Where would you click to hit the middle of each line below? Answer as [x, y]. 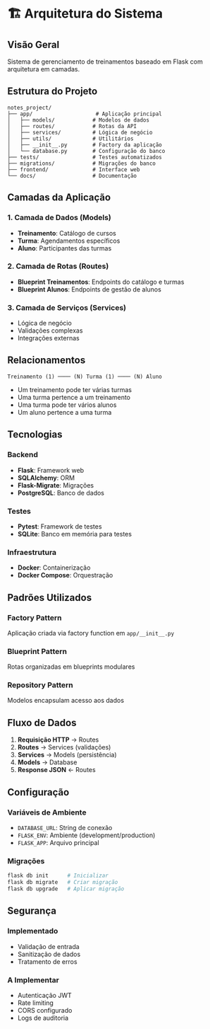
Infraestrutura [32, 552]
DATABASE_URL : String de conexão [65, 827]
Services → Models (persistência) [67, 755]
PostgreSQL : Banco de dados [61, 493]
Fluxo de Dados [42, 723]
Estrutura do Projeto [52, 92]
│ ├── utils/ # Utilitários [70, 139]
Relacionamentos [47, 361]
